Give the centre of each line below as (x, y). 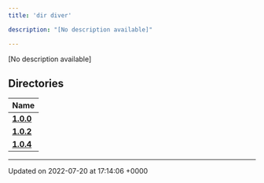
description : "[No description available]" (81, 29)
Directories (36, 83)
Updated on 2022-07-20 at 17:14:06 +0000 (78, 171)
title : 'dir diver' (40, 15)
